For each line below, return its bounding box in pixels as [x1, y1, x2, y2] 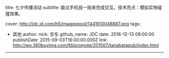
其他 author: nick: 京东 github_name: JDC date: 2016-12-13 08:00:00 [12, 31, 154, 37]
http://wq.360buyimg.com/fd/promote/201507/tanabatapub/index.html [12, 42, 159, 48]
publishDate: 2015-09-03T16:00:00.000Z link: [12, 37, 108, 43]
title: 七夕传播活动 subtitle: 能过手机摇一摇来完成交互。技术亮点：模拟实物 [5, 5, 158, 10]
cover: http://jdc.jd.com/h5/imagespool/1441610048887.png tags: [5, 21, 141, 27]
